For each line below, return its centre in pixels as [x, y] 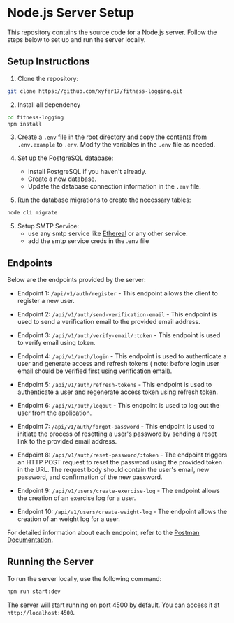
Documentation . [30, 540]
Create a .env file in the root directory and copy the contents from [112, 137]
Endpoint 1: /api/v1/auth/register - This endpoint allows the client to [117, 293]
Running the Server [50, 562]
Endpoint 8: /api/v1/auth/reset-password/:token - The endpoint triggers [122, 455]
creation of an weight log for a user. [69, 519]
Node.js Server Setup [71, 13]
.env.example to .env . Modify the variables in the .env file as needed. [116, 145]
